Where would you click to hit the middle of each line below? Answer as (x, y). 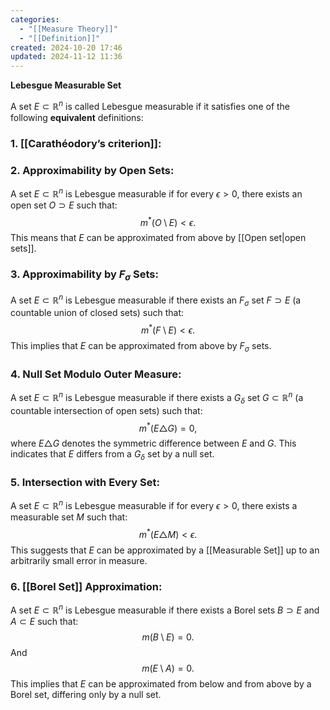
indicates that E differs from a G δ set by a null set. (112, 455)
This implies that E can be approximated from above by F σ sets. (141, 346)
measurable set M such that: (69, 517)
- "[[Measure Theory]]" (68, 29)
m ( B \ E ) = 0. (168, 637)
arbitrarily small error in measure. (79, 560)
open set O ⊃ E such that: (64, 205)
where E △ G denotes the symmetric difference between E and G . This (153, 443)
